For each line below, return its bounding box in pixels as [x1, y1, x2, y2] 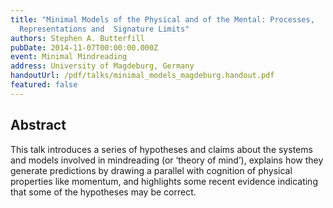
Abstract [10, 117, 67, 134]
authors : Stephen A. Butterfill [10, 33, 145, 43]
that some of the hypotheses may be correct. [10, 186, 197, 198]
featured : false [10, 80, 78, 90]
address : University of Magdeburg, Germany [10, 61, 195, 71]
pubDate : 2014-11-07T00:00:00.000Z [10, 42, 159, 53]
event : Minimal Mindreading [10, 52, 128, 62]
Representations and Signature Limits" [19, 24, 190, 34]
